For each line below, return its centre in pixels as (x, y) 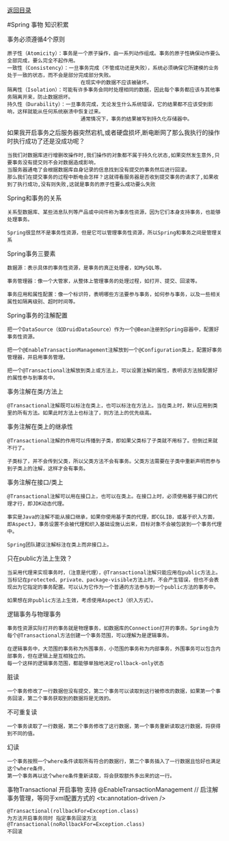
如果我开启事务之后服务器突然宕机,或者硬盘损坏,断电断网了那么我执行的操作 (114, 133)
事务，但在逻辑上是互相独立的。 (50, 656)
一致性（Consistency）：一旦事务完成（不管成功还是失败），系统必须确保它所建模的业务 (113, 68)
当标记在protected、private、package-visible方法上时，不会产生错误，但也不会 (110, 580)
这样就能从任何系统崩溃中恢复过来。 (60, 112)
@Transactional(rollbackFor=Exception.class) (73, 811)
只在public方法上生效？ (40, 558)
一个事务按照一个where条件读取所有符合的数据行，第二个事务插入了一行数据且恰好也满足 (114, 762)
